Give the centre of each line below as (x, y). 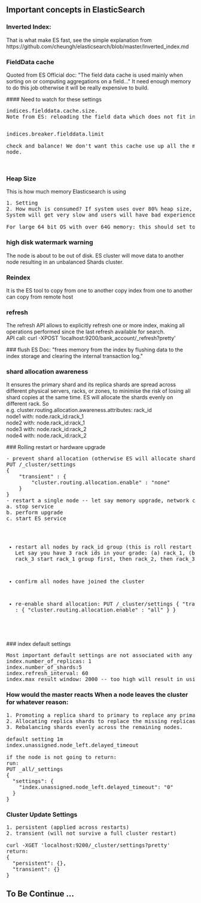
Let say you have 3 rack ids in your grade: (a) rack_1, (100, 553)
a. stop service (30, 507)
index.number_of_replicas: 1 (49, 661)
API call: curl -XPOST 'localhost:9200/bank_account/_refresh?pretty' (91, 338)
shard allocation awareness (47, 372)
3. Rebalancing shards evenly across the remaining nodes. (95, 727)
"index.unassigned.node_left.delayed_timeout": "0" (96, 787)
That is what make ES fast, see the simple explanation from (79, 40)
